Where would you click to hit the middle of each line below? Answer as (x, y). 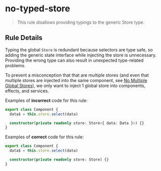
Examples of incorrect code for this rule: (46, 100)
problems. (15, 65)
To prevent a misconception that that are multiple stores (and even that (77, 75)
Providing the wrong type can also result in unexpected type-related (74, 60)
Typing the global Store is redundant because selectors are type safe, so (79, 49)
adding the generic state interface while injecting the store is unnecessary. (81, 55)
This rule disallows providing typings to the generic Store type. (81, 22)
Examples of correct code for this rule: (44, 137)
